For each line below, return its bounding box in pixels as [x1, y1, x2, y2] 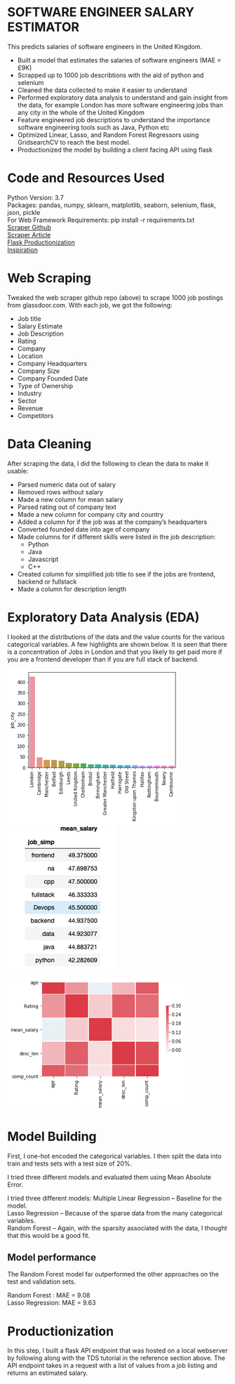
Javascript [27, 555, 59, 563]
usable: [7, 466, 29, 475]
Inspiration [7, 245, 39, 253]
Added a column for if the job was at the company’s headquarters [17, 518, 208, 526]
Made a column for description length [17, 584, 127, 593]
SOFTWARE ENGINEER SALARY [7, 4, 195, 20]
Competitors [17, 411, 54, 420]
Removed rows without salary [17, 487, 104, 496]
